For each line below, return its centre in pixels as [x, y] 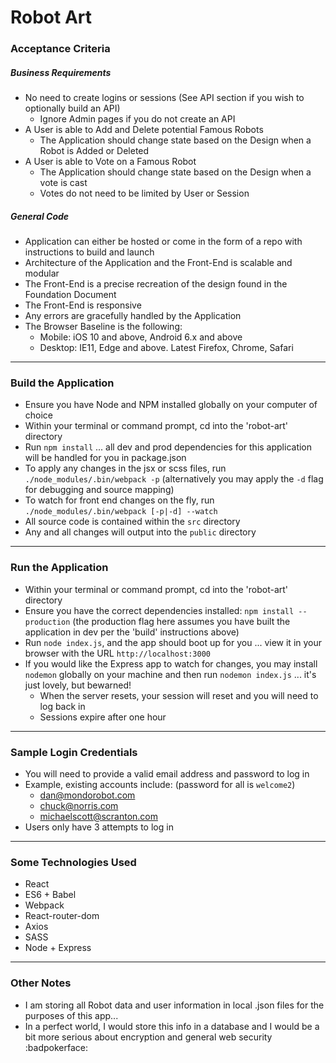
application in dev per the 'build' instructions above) [132, 632]
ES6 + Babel [50, 895]
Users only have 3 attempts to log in [99, 827]
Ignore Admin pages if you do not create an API [137, 119]
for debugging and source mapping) [99, 490]
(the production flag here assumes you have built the [181, 621]
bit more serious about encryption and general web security [148, 1037]
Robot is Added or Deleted [94, 151]
